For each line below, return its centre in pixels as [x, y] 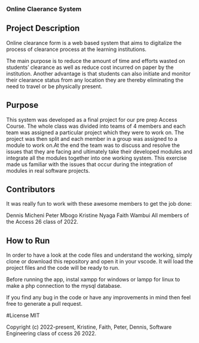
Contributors [31, 189]
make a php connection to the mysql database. [64, 286]
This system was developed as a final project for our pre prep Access [92, 119]
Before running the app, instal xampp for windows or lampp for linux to [93, 279]
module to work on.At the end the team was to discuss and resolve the [93, 145]
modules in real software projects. [48, 170]
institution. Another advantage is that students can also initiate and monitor [99, 73]
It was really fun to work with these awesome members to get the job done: [99, 204]
